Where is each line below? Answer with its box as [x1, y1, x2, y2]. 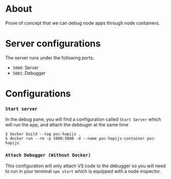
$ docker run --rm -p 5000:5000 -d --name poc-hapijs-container [5, 136, 145, 141]
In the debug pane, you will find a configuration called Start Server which [5, 116, 161, 122]
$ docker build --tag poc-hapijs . [5, 132, 81, 137]
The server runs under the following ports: [5, 55, 94, 61]
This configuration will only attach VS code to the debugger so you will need [5, 163, 166, 169]
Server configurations [5, 38, 101, 49]
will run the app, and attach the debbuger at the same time [5, 122, 129, 128]
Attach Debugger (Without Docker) [5, 152, 91, 158]
